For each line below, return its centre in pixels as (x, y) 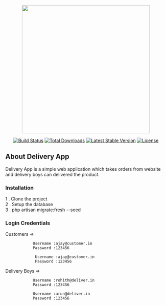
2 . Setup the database (29, 205)
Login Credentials (28, 223)
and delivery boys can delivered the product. (52, 174)
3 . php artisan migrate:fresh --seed (43, 210)
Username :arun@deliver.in (61, 294)
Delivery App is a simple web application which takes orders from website (83, 169)
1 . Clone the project (26, 199)
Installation (20, 188)
